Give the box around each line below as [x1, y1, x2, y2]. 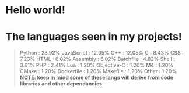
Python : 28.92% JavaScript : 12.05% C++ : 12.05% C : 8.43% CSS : [19, 49, 184, 56]
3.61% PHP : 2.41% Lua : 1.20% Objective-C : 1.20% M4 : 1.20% [19, 62, 173, 69]
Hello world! [5, 3, 65, 17]
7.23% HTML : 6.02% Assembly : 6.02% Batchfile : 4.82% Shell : [19, 56, 176, 63]
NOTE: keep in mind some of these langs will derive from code [19, 74, 173, 81]
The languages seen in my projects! [5, 30, 182, 44]
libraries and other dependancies [19, 80, 103, 87]
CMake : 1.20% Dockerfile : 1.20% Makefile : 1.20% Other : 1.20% [19, 68, 177, 75]
